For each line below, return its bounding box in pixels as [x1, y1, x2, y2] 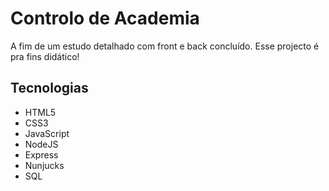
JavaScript [24, 127, 70, 139]
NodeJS [24, 138, 59, 150]
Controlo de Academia [10, 7, 200, 30]
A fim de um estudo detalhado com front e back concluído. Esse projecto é [10, 40, 320, 52]
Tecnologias [10, 80, 89, 97]
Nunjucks [24, 159, 65, 171]
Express [24, 148, 59, 161]
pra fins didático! [10, 50, 80, 62]
